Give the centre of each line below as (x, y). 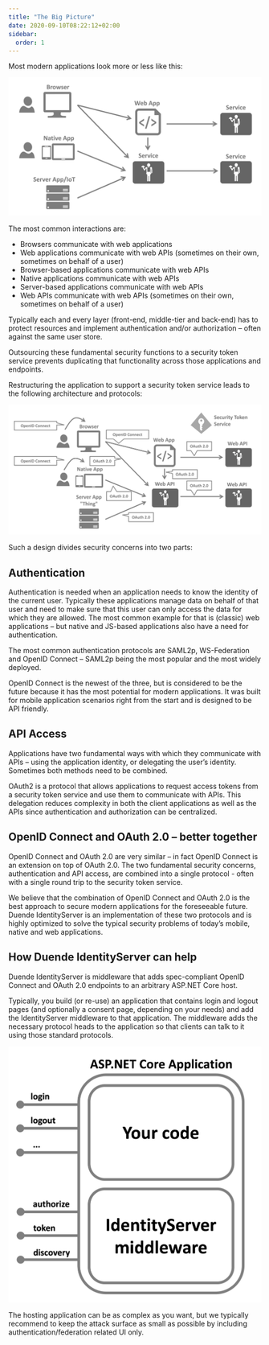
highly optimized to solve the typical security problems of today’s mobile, (129, 923)
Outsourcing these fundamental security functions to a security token (123, 352)
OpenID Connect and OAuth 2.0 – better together (133, 837)
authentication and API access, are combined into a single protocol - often (131, 874)
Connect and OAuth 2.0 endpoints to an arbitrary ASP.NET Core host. (123, 985)
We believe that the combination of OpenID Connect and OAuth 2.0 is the (129, 898)
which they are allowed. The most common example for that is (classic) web (134, 618)
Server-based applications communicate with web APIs (112, 286)
